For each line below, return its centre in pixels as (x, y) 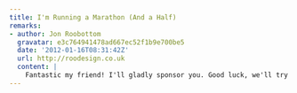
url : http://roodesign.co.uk (71, 58)
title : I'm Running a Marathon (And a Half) (93, 17)
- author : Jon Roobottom (55, 34)
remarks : (25, 26)
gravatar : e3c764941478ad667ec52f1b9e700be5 (101, 42)
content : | (37, 67)
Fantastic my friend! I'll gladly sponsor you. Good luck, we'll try (157, 75)
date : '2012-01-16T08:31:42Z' (73, 50)
